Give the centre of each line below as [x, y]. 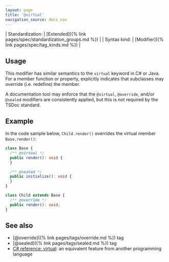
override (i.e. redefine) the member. [43, 84]
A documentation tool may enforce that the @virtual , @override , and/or [80, 94]
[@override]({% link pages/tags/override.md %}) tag [68, 238]
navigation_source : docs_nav [36, 19]
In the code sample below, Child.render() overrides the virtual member [81, 133]
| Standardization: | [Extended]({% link [46, 34]
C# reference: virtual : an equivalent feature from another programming [87, 249]
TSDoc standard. [23, 105]
